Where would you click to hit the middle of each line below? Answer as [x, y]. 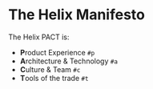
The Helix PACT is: [39, 37]
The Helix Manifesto [77, 15]
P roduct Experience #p [57, 52]
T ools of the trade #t [54, 78]
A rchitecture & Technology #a [69, 61]
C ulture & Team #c [50, 69]
